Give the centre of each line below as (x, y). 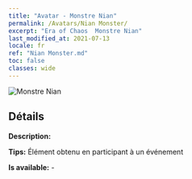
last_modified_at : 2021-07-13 (59, 38)
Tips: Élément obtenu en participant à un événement (96, 152)
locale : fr (27, 46)
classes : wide (32, 69)
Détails (26, 117)
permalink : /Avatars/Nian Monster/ (68, 23)
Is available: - (31, 167)
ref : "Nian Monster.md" (48, 53)
